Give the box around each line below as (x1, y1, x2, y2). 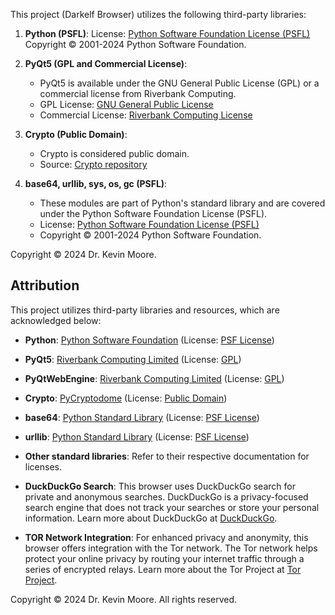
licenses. (24, 460, 62, 473)
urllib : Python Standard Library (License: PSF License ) (24, 430, 250, 443)
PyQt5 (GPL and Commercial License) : (24, 58, 188, 69)
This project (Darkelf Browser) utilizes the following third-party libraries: (10, 9, 307, 20)
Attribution (10, 277, 80, 294)
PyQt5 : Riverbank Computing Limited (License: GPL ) (24, 353, 242, 365)
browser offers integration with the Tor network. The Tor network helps (24, 542, 318, 554)
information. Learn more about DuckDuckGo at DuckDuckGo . (24, 512, 278, 524)
